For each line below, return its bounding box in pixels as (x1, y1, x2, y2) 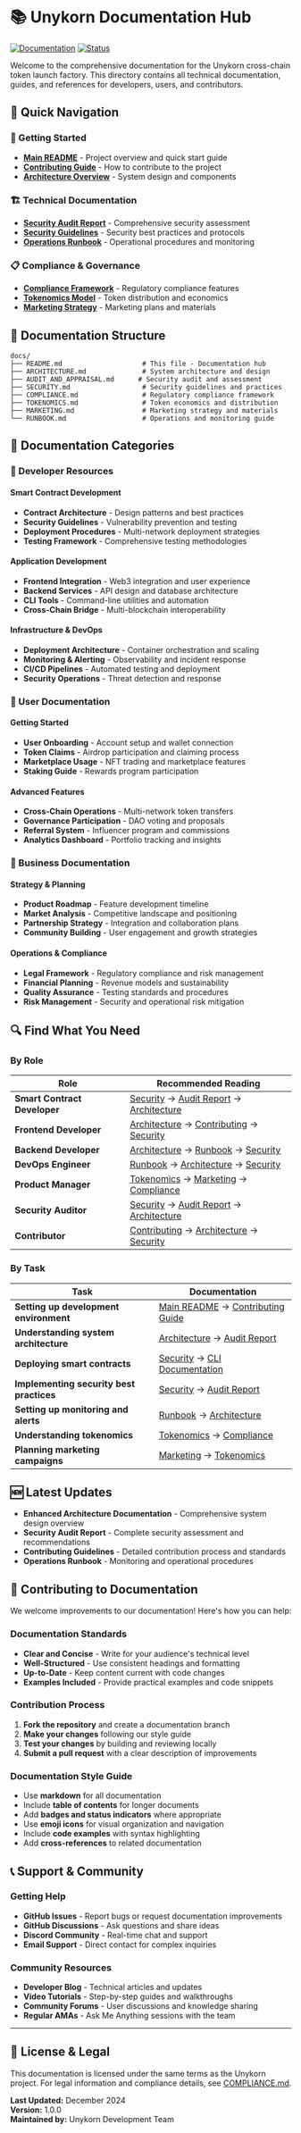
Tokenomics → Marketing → (130, 1173, 248, 1185)
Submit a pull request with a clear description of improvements (22, 1747, 257, 1758)
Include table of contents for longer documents (22, 1800, 199, 1811)
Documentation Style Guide (10, 1769, 133, 1782)
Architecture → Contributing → (130, 1118, 258, 1131)
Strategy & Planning (10, 879, 86, 890)
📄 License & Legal (10, 2045, 111, 2060)
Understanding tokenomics (14, 1428, 133, 1441)
